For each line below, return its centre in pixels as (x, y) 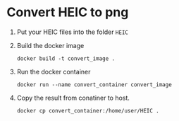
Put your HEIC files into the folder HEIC (72, 32)
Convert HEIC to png (68, 12)
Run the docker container (54, 71)
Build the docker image (50, 45)
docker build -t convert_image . (66, 58)
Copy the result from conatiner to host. (73, 98)
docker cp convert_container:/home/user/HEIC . (88, 110)
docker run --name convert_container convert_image (94, 85)
